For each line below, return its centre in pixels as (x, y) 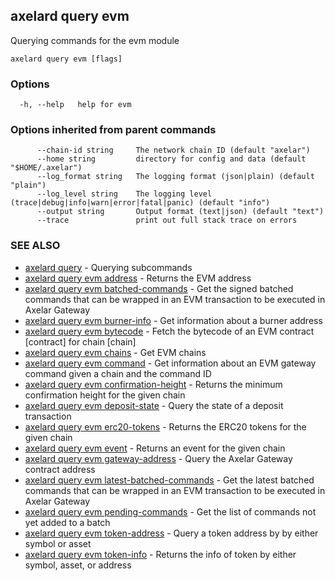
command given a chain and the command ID (118, 373)
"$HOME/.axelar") (46, 168)
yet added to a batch (67, 522)
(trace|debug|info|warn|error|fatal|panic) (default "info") (140, 203)
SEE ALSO (35, 246)
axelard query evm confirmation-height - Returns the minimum (153, 384)
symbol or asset (58, 543)
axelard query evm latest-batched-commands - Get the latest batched (169, 480)
